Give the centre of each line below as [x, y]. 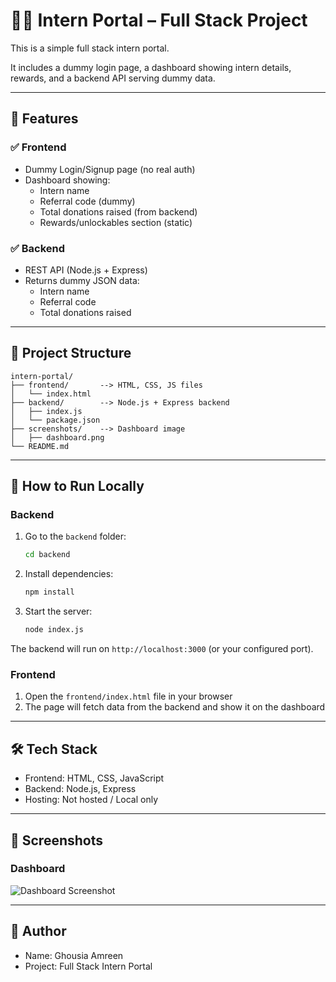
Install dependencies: [69, 574]
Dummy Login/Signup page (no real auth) [110, 169]
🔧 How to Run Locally [77, 486]
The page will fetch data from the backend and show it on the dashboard [175, 707]
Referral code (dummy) [87, 201]
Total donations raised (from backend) [118, 211]
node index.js [54, 630]
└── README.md [40, 446]
